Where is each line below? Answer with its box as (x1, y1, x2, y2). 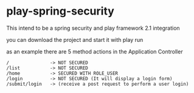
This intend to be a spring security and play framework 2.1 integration (6, 24, 181, 32)
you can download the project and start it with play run (6, 36, 144, 43)
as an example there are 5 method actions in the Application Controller (6, 47, 184, 55)
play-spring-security (6, 4, 114, 18)
